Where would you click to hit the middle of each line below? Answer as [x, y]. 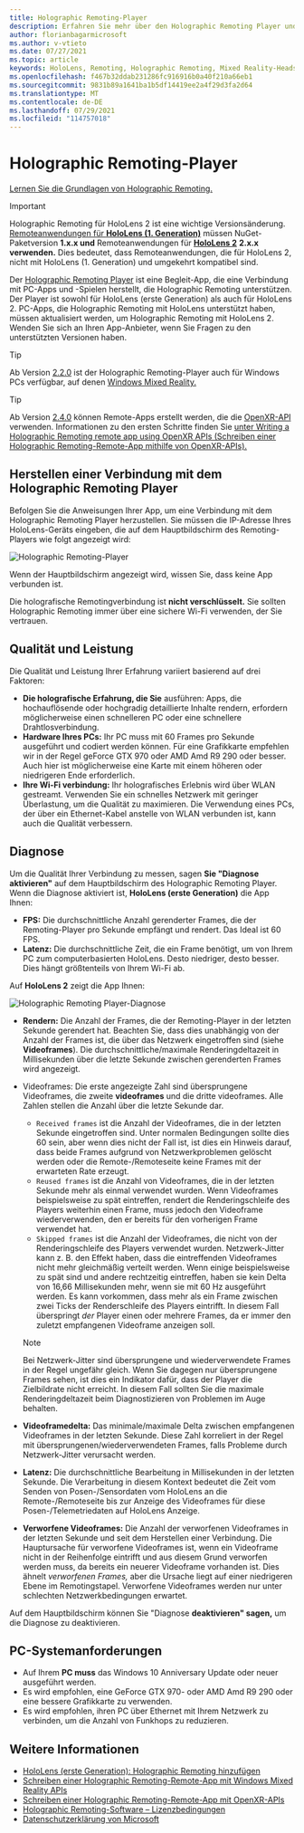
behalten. [40, 1408]
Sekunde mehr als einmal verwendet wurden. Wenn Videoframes [157, 1190]
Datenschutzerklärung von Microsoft [91, 1819]
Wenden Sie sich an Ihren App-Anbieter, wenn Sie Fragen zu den [130, 328]
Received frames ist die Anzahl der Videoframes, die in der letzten [158, 1122]
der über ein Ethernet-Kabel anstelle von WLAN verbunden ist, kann [149, 813]
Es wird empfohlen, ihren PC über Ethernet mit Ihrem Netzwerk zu [145, 1711]
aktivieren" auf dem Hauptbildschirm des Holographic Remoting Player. [143, 883]
